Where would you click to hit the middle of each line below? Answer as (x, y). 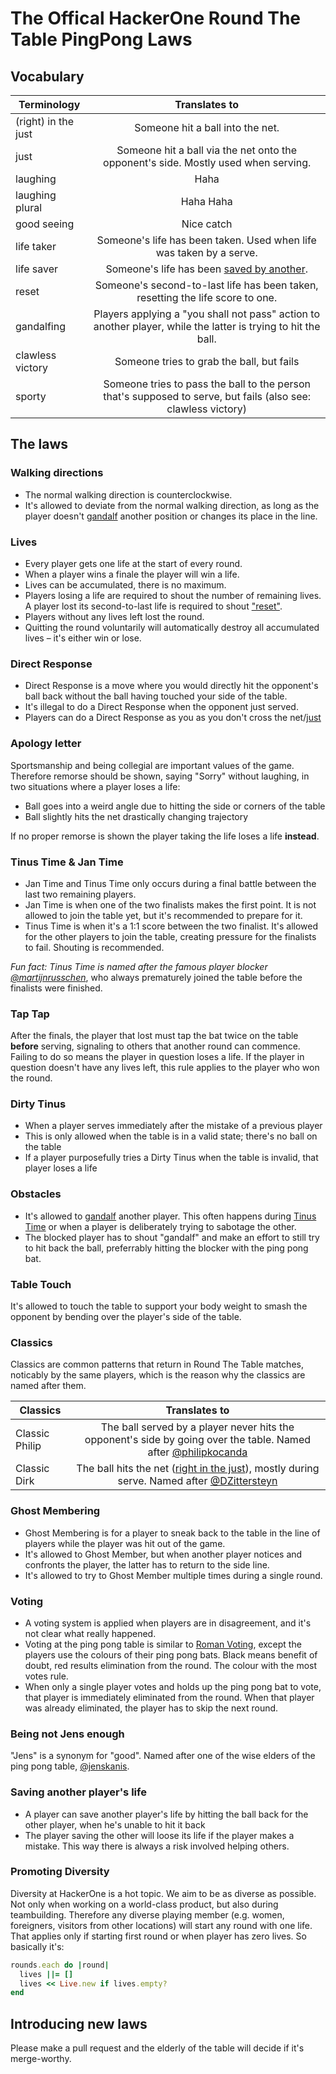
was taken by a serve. (206, 252)
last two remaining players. (80, 894)
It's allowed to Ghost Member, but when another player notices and (163, 1554)
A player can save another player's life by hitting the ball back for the (166, 1814)
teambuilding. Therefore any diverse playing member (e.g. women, (147, 1914)
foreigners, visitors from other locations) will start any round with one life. (161, 1925)
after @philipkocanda (197, 1452)
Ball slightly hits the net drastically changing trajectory (136, 816)
